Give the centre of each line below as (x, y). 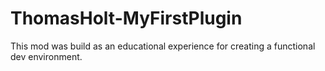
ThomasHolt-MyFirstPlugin (126, 18)
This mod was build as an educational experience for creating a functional (163, 46)
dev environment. (46, 56)
